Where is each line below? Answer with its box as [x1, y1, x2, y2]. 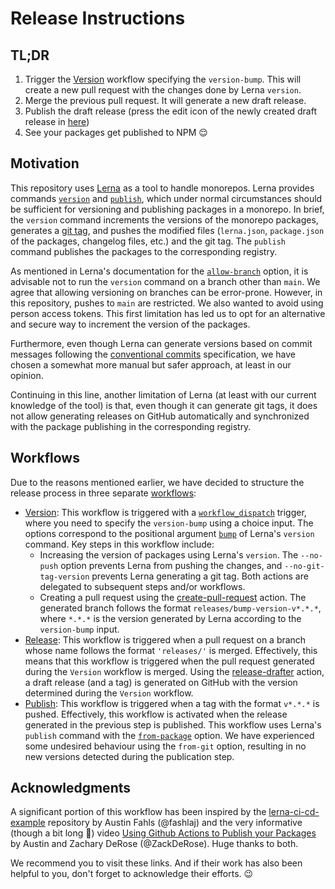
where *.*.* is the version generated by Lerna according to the [39, 612, 302, 624]
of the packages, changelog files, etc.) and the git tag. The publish [10, 235, 287, 247]
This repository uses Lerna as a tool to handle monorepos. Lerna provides [10, 182, 315, 194]
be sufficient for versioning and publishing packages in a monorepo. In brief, [10, 203, 325, 215]
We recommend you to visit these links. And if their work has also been [10, 857, 303, 869]
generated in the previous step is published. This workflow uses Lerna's [24, 718, 322, 731]
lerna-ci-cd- [268, 806, 320, 818]
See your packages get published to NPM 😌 [24, 127, 208, 138]
